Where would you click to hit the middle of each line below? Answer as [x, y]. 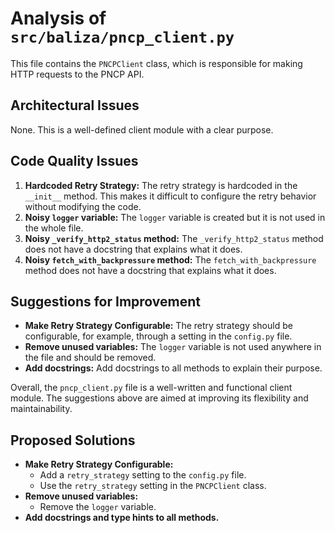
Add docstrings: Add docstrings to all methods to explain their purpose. [173, 368]
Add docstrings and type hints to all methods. [122, 518]
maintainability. [41, 409]
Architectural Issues [75, 105]
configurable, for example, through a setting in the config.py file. [158, 336]
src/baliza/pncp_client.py [122, 37]
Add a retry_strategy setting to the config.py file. [143, 475]
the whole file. [54, 228]
